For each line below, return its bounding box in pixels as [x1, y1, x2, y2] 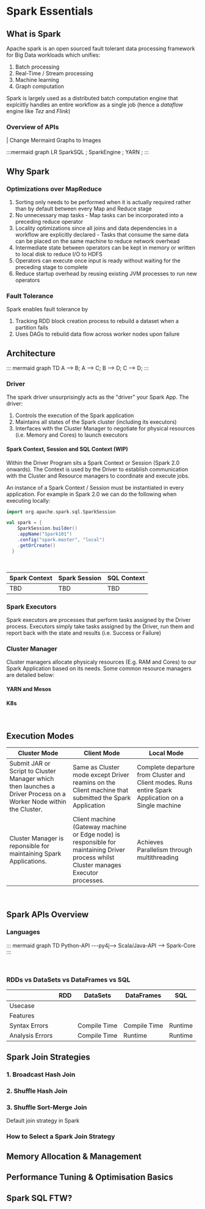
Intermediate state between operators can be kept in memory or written [15, 243, 195, 251]
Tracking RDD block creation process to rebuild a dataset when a [15, 317, 179, 325]
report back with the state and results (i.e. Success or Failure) [6, 629, 162, 637]
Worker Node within [9, 797, 67, 805]
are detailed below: [6, 671, 55, 679]
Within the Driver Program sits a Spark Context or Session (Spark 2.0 [6, 459, 180, 466]
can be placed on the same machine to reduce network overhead [15, 237, 180, 245]
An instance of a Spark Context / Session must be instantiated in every [6, 484, 184, 491]
